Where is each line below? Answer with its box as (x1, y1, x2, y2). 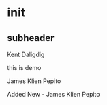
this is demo (7, 64, 42, 71)
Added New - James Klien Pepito (7, 91, 100, 98)
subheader (7, 32, 55, 44)
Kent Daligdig (7, 50, 45, 58)
